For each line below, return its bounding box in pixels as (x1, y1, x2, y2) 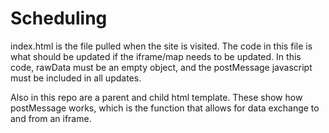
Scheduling (10, 7, 108, 30)
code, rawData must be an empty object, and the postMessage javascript (10, 61, 313, 73)
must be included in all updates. (10, 72, 142, 84)
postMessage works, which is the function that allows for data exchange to (10, 102, 320, 114)
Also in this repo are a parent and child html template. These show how (10, 91, 303, 103)
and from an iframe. (10, 112, 92, 124)
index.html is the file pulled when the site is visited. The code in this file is (10, 40, 313, 52)
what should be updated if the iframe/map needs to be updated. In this (10, 50, 302, 62)
